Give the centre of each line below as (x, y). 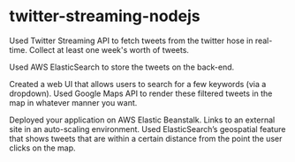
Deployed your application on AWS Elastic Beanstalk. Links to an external (142, 120)
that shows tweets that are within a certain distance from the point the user (146, 138)
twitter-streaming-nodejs (105, 16)
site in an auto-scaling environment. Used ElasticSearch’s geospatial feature (147, 129)
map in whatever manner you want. (73, 102)
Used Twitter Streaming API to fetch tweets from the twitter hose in (131, 40)
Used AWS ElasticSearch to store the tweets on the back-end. (122, 67)
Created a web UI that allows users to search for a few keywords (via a (138, 84)
